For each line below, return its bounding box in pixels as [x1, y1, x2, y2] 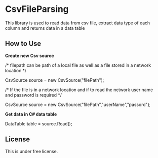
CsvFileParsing [5, 3, 69, 15]
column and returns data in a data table [5, 25, 85, 31]
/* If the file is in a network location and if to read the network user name [5, 87, 153, 93]
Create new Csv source [5, 53, 54, 58]
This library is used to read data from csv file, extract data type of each [5, 20, 150, 26]
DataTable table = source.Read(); [5, 120, 73, 127]
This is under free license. [5, 148, 58, 154]
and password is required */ [5, 92, 62, 98]
